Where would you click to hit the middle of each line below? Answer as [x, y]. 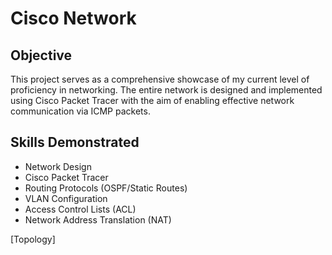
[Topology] [33, 239]
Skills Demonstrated [75, 142]
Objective [41, 55]
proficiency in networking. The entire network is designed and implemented [166, 90]
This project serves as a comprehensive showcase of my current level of [160, 79]
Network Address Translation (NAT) [98, 219]
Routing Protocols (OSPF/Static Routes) [106, 188]
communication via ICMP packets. [80, 111]
